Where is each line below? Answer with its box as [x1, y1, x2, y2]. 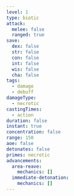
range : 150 [6, 135, 34, 141]
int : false [12, 60, 39, 66]
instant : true [6, 123, 42, 130]
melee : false [12, 26, 45, 33]
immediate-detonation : [12, 174, 69, 181]
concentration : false [6, 129, 61, 135]
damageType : [6, 95, 36, 101]
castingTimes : [6, 106, 42, 112]
